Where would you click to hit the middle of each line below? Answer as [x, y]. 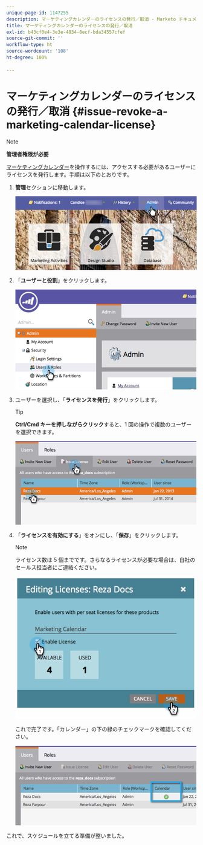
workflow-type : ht [29, 45]
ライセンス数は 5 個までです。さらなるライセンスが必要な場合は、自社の [105, 560]
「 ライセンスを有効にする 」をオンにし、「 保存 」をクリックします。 [98, 535]
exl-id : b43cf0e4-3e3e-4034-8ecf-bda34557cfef [66, 32]
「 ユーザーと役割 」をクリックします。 [63, 280]
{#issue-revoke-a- [120, 111]
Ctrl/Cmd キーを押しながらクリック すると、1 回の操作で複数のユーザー [103, 425]
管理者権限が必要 [27, 154]
